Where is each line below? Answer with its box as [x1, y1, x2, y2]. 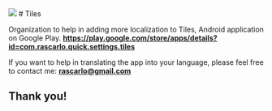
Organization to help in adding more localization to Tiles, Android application [8, 24, 264, 34]
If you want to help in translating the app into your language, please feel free [8, 58, 264, 67]
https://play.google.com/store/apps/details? [63, 33, 218, 43]
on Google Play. [8, 33, 62, 43]
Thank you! [8, 89, 67, 104]
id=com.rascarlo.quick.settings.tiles [8, 42, 136, 51]
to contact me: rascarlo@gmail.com [8, 66, 132, 75]
